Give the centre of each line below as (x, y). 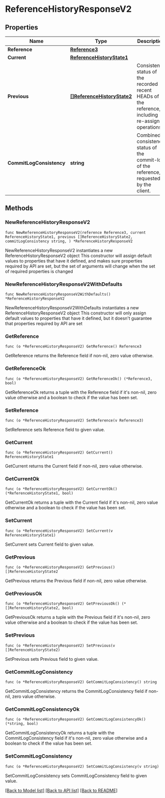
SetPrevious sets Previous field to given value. (52, 659)
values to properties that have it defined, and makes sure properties (74, 261)
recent (144, 90)
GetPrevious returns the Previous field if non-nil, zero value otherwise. (76, 581)
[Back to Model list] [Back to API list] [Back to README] (61, 790)
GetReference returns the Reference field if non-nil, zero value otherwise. (79, 356)
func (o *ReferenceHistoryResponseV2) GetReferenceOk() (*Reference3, (79, 379)
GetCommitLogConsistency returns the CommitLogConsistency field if (76, 691)
